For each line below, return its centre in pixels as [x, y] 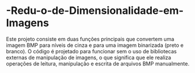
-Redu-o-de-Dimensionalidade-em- [95, 11]
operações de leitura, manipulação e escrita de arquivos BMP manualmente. [98, 63]
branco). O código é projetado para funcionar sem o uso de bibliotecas [91, 51]
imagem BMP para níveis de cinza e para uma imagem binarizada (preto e [95, 45]
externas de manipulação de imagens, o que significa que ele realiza [88, 57]
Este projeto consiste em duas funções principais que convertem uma [90, 39]
